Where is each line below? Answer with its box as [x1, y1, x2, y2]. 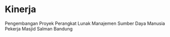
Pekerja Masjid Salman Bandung [5, 25, 72, 31]
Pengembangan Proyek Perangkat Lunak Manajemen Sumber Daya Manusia [5, 20, 165, 26]
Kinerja [5, 4, 36, 15]
